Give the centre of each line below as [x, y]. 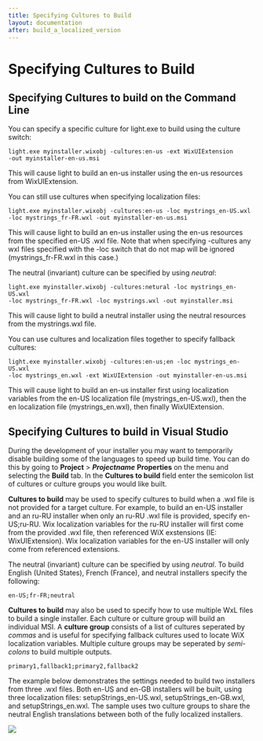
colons [19, 652]
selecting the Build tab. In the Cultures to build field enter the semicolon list [131, 475]
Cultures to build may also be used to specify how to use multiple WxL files [131, 611]
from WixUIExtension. [43, 182]
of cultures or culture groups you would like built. [88, 484]
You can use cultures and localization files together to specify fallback [122, 339]
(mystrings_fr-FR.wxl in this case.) [64, 258]
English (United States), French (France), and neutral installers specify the [128, 573]
